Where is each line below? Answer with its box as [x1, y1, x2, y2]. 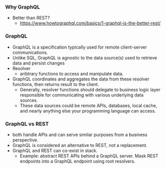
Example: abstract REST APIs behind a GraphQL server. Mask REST [19, 152, 159, 158]
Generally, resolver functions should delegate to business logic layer [19, 86, 161, 92]
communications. [12, 49, 48, 55]
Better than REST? [12, 15, 50, 21]
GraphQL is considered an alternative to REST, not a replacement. [12, 142, 148, 148]
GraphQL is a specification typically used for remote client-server [12, 44, 147, 50]
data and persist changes [12, 60, 65, 66]
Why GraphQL [5, 3, 40, 10]
